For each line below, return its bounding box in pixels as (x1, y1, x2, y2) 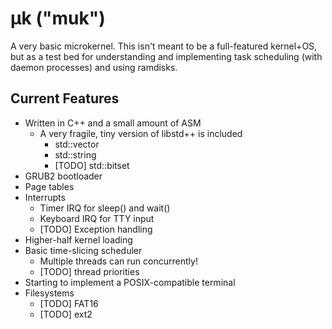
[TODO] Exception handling (39, 223, 153, 235)
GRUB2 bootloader (24, 170, 103, 182)
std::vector (54, 138, 100, 150)
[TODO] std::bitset (54, 159, 130, 171)
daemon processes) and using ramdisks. (10, 61, 178, 73)
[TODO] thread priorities (39, 265, 140, 277)
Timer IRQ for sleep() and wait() (39, 202, 171, 214)
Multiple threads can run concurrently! (39, 255, 198, 267)
